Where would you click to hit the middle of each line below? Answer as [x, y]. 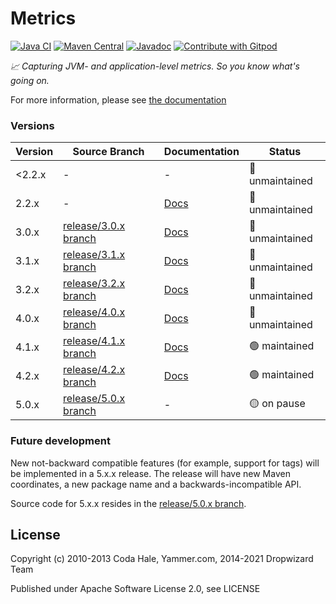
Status [285, 152]
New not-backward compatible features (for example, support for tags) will [165, 463]
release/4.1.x [94, 341]
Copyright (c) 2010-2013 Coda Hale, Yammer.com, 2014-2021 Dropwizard [162, 559]
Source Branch [108, 152]
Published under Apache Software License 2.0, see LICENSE [135, 589]
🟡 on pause [277, 403]
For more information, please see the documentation [118, 99]
